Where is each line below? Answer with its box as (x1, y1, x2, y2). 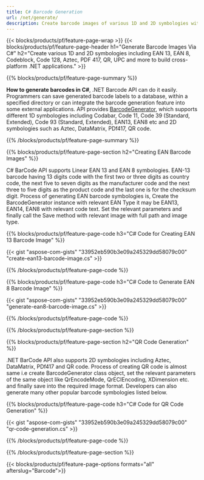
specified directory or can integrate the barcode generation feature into (6, 99, 185, 106)
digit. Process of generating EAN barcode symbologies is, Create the (6, 193, 179, 200)
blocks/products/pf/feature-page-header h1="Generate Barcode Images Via (6, 43, 197, 50)
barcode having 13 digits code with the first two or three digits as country (6, 173, 189, 180)
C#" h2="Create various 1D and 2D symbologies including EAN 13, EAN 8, (6, 50, 191, 57)
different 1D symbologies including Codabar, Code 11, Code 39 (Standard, (6, 112, 190, 119)
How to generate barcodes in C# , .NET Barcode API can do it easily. (6, 86, 178, 94)
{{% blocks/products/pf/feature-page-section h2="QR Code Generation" (6, 338, 189, 346)
